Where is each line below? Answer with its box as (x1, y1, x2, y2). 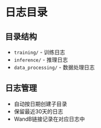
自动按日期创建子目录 (13, 100, 67, 107)
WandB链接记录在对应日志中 (13, 115, 85, 123)
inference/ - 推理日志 (13, 56, 68, 63)
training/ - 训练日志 (13, 49, 65, 56)
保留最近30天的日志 (13, 107, 64, 115)
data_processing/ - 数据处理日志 (13, 64, 95, 71)
